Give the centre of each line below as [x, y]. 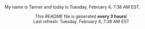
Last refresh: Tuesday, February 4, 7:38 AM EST [81, 22]
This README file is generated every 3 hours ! [81, 16]
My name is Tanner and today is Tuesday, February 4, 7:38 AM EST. [72, 7]
